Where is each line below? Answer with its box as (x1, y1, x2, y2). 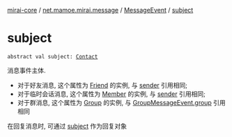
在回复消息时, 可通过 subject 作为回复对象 (7, 122, 127, 130)
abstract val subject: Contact (7, 53, 98, 60)
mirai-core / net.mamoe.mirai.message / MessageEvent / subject (7, 6, 194, 14)
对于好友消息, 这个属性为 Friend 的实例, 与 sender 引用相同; (17, 81, 188, 89)
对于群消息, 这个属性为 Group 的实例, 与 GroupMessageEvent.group (17, 98, 212, 106)
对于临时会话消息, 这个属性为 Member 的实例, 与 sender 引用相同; (17, 90, 206, 98)
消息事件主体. (7, 66, 47, 74)
